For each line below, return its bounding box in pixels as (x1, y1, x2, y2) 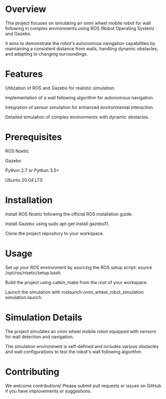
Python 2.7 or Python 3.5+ (5, 167, 59, 173)
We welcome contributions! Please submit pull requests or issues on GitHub (5, 383, 161, 389)
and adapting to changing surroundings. (5, 51, 88, 57)
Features (5, 68, 43, 80)
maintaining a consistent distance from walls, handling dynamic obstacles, (5, 45, 158, 51)
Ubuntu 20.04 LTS (5, 177, 43, 183)
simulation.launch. (5, 294, 43, 300)
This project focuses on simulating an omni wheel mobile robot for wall (5, 20, 151, 26)
